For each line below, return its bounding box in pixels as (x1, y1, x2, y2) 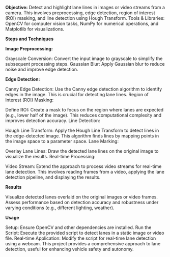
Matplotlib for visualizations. (5, 26, 65, 32)
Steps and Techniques (5, 36, 54, 42)
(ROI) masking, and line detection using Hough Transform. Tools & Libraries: (5, 15, 165, 21)
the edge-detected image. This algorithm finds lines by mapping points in (5, 133, 159, 139)
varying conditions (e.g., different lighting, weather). (5, 205, 115, 211)
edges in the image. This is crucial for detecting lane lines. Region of (5, 92, 149, 97)
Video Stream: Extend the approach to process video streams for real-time (5, 163, 162, 169)
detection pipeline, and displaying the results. (5, 174, 101, 180)
